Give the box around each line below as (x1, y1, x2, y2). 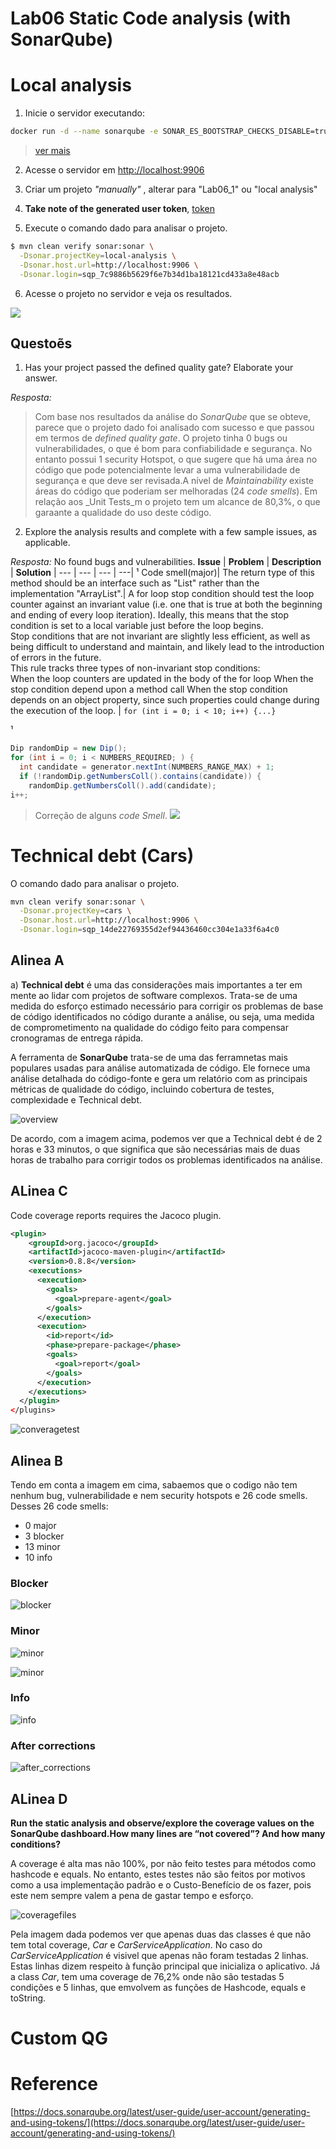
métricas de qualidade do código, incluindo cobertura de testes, (10, 1083, 275, 1095)
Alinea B (10, 1452, 63, 1469)
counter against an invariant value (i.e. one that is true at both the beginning (10, 598, 323, 611)
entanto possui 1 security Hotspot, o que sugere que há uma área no (34, 453, 318, 466)
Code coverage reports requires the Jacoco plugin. (10, 1209, 222, 1221)
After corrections (10, 1738, 96, 1752)
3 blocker (24, 1530, 65, 1542)
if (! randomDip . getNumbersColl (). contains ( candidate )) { (19, 771, 262, 781)
